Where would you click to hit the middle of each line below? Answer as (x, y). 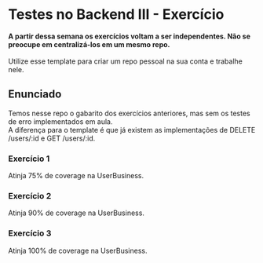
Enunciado (35, 95)
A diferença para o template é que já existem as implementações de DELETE (132, 130)
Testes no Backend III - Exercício (116, 15)
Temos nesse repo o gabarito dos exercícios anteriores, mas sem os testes (130, 113)
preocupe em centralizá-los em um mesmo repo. (89, 44)
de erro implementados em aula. (60, 121)
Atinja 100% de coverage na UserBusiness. (78, 250)
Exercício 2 (30, 195)
